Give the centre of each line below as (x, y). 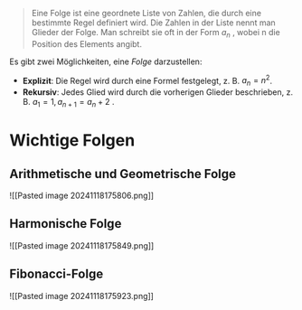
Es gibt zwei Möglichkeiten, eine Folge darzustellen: (106, 61)
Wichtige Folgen (72, 141)
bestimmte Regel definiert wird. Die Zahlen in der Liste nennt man (153, 23)
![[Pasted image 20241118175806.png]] (82, 196)
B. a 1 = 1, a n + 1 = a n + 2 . (68, 103)
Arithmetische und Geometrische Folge (123, 174)
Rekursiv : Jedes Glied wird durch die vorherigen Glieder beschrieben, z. (158, 92)
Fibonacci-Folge (57, 274)
